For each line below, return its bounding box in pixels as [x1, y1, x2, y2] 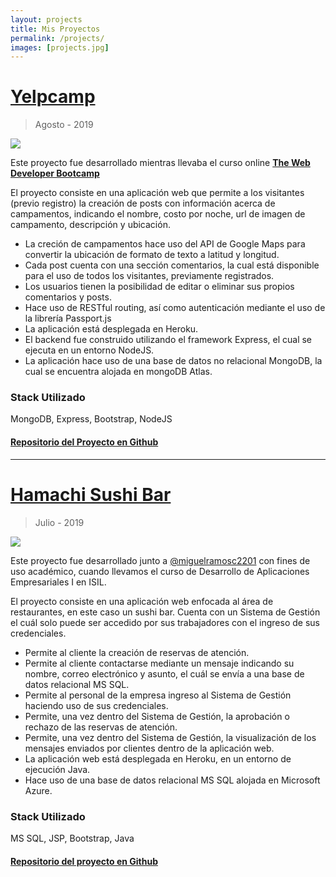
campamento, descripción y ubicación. [10, 219, 171, 231]
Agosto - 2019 [34, 119, 94, 131]
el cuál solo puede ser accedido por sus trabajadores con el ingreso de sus [10, 616, 320, 628]
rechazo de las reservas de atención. [24, 721, 178, 733]
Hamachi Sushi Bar [10, 483, 172, 506]
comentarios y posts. [24, 291, 112, 303]
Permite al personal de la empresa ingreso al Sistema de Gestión [24, 689, 292, 701]
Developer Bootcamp [10, 167, 100, 180]
